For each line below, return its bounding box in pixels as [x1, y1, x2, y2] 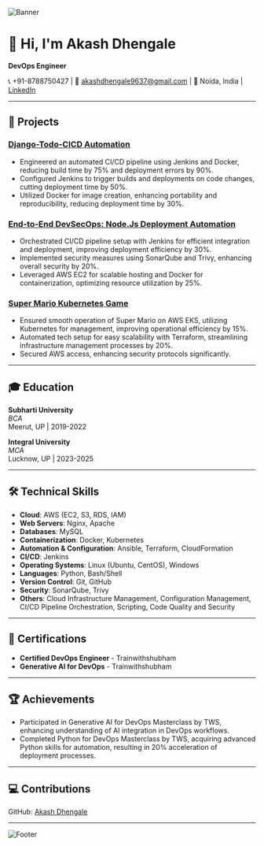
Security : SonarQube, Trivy [19, 585, 109, 595]
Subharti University [8, 406, 74, 415]
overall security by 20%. [19, 261, 100, 271]
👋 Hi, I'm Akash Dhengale [8, 35, 177, 53]
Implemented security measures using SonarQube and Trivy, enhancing [19, 253, 252, 262]
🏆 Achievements [8, 693, 95, 707]
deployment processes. [19, 751, 97, 760]
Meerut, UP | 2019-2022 [8, 422, 87, 432]
